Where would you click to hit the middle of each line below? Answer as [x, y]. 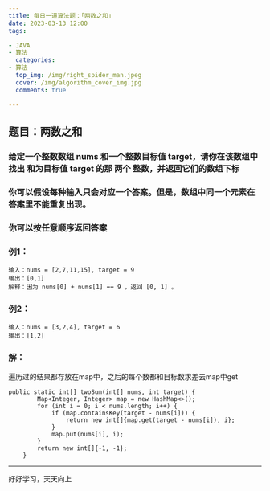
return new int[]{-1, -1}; [82, 448]
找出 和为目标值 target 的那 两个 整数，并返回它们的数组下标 [124, 168]
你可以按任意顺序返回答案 [58, 227]
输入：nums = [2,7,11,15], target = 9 [72, 270]
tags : [17, 31]
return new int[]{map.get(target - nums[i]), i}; [150, 420]
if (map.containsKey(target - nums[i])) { [123, 413]
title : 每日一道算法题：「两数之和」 [61, 16]
